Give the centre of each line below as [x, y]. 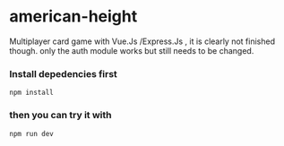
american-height [73, 17]
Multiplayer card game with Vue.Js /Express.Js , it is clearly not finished [142, 41]
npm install [31, 93]
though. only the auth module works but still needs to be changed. [132, 50]
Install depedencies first [64, 73]
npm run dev [31, 133]
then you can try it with [60, 116]
